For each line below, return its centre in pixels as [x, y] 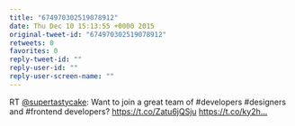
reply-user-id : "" [44, 68]
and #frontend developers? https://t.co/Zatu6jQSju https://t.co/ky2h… [139, 111]
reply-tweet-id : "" [46, 59]
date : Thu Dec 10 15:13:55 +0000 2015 [82, 26]
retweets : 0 [31, 43]
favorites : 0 [34, 51]
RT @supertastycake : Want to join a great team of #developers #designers [147, 102]
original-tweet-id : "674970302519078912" [88, 34]
